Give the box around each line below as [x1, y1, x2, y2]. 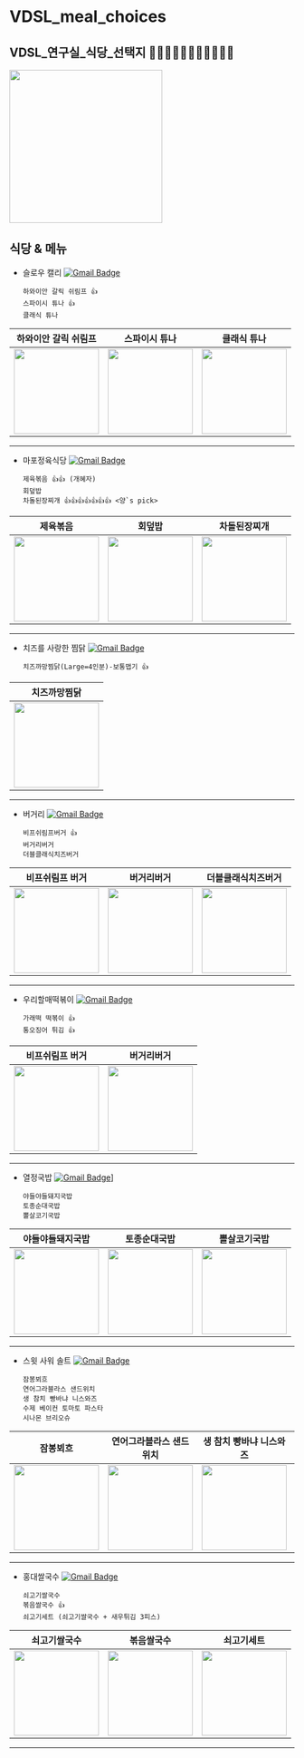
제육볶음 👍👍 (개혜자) [22, 474, 97, 483]
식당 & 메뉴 [9, 241, 68, 257]
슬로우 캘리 [22, 267, 62, 278]
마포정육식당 [22, 454, 68, 465]
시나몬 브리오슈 [22, 1413, 71, 1422]
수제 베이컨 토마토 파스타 [22, 1403, 104, 1412]
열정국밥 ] [22, 1172, 115, 1183]
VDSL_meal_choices [9, 6, 167, 27]
